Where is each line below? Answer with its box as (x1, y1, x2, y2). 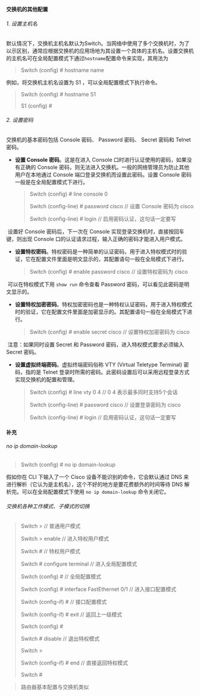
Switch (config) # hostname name (20, 66, 104, 74)
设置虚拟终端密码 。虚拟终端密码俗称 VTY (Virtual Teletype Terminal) (14, 361, 183, 368)
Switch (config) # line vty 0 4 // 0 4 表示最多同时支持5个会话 (29, 388, 178, 396)
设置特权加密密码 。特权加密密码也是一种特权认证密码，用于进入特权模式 (14, 301, 192, 308)
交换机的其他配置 (6, 5, 48, 12)
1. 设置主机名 (6, 20, 37, 27)
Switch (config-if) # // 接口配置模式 (20, 598, 107, 605)
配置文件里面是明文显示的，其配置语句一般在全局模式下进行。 (35, 256, 187, 262)
